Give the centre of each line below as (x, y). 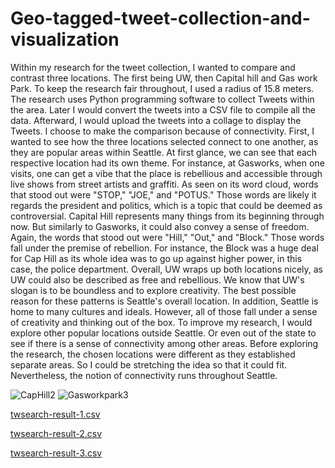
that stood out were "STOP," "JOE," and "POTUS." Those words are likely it (163, 194)
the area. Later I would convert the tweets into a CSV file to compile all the (163, 109)
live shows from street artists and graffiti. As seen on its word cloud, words (164, 184)
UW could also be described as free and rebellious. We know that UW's (157, 279)
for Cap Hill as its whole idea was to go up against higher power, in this (156, 258)
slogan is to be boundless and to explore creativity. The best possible (153, 290)
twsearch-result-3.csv (56, 453)
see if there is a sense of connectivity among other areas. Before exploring (164, 343)
